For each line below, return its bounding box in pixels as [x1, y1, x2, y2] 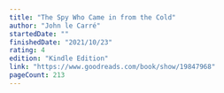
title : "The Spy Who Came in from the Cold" [9, 12, 176, 22]
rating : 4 [9, 46, 46, 55]
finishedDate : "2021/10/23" [9, 37, 113, 47]
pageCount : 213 [9, 71, 66, 80]
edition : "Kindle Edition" [9, 54, 109, 63]
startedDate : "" [9, 29, 69, 38]
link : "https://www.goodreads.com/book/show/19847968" [9, 63, 216, 72]
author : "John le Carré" [9, 21, 101, 30]
